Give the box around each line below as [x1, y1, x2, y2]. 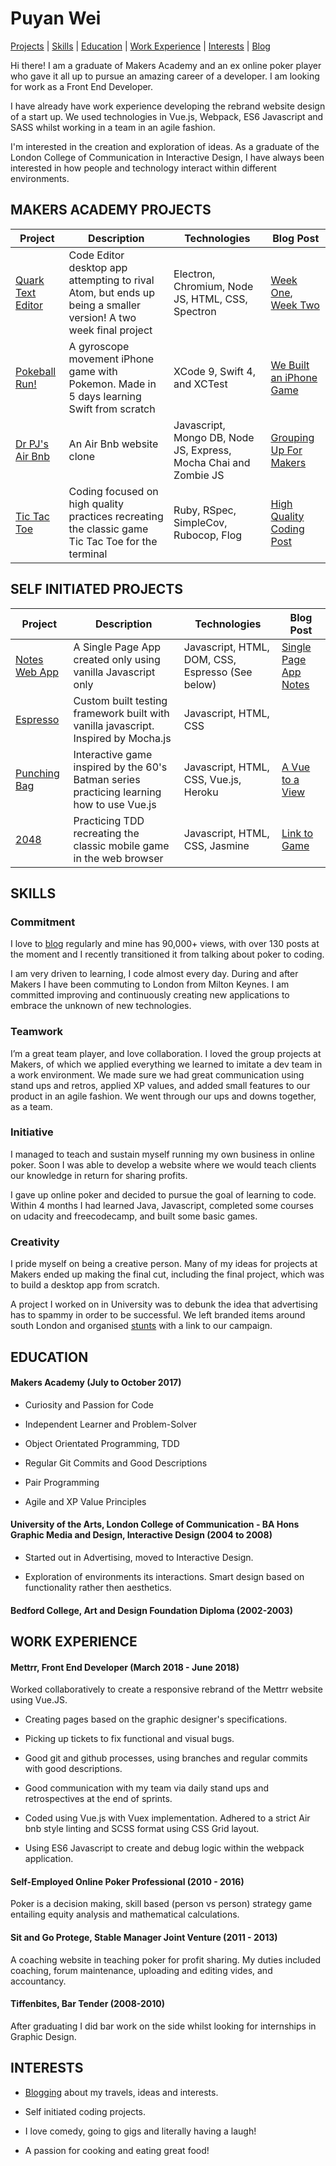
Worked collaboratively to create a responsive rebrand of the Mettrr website [10, 1683, 323, 1696]
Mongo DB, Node [173, 430, 255, 444]
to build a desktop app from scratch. [10, 1279, 160, 1291]
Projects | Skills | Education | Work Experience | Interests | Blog [10, 40, 271, 52]
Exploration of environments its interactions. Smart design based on [24, 1570, 305, 1582]
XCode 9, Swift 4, [173, 364, 256, 378]
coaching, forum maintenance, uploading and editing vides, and [10, 1964, 273, 1976]
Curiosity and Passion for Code [24, 1398, 154, 1411]
